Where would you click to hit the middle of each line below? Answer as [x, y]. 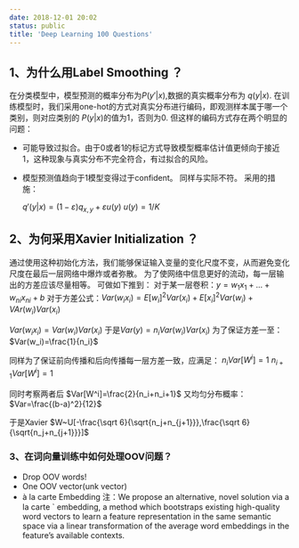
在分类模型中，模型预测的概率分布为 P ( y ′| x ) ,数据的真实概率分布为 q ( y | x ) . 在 [145, 95]
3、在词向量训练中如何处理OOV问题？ [91, 457]
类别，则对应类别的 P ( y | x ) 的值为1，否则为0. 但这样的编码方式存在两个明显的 [148, 118]
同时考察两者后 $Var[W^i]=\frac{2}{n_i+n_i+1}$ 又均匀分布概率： [128, 394]
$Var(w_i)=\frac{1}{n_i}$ [54, 341]
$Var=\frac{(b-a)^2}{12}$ [56, 404]
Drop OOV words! [54, 477]
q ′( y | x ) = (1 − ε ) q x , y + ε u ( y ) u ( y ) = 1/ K [91, 208]
